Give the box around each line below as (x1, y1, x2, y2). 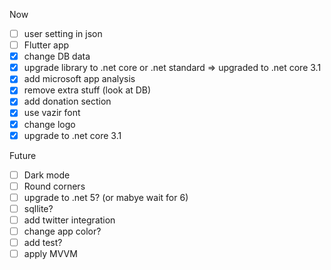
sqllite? (23, 202, 54, 214)
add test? (23, 237, 63, 248)
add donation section (23, 95, 112, 108)
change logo (23, 118, 76, 130)
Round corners (23, 180, 86, 192)
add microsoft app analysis (23, 73, 136, 85)
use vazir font (23, 107, 81, 119)
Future (9, 149, 37, 161)
